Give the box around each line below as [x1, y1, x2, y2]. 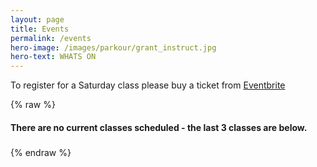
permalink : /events [10, 33, 92, 43]
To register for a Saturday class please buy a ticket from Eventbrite [10, 79, 286, 91]
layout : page [10, 14, 65, 25]
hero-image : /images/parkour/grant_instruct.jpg [10, 42, 217, 53]
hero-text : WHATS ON [10, 52, 97, 62]
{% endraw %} [10, 147, 72, 159]
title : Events [10, 24, 70, 34]
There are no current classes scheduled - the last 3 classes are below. [10, 121, 308, 133]
